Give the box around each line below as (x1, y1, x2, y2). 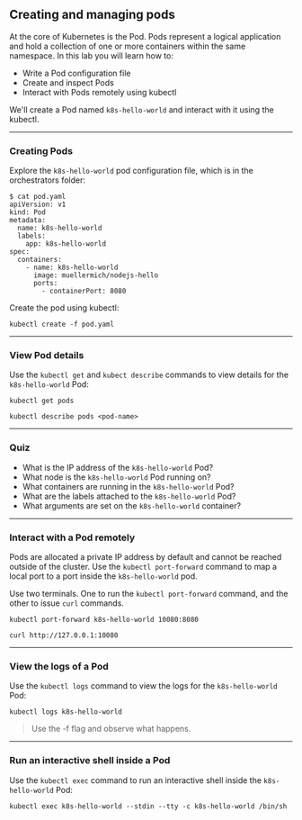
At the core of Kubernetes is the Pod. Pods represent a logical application (9, 31, 281, 41)
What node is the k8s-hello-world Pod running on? (22, 472, 211, 482)
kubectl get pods (9, 396, 75, 406)
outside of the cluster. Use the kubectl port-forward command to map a (9, 562, 277, 572)
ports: (32, 279, 58, 288)
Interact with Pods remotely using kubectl (22, 86, 177, 97)
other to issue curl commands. (9, 598, 124, 608)
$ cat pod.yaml (9, 193, 67, 202)
